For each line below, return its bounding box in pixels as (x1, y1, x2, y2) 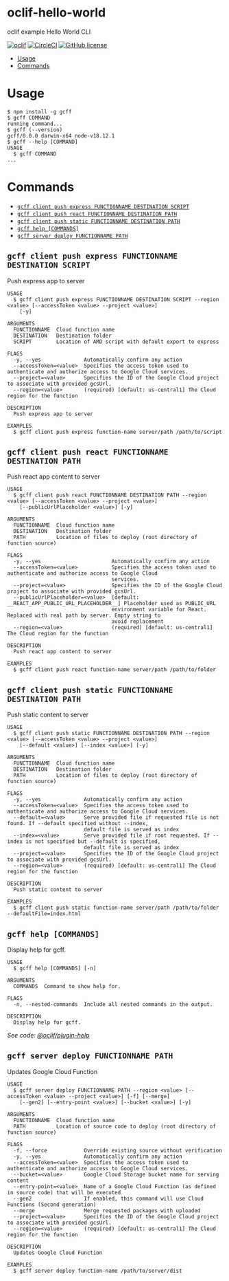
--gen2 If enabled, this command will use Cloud (13, 1195, 204, 1202)
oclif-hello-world (7, 5, 106, 21)
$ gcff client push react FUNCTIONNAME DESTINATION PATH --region (13, 492, 207, 499)
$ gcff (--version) (7, 126, 63, 133)
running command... (7, 120, 63, 127)
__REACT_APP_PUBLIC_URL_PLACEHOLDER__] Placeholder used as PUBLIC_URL (7, 600, 216, 607)
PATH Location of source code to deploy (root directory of (13, 1123, 216, 1130)
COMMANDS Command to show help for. (13, 983, 121, 990)
